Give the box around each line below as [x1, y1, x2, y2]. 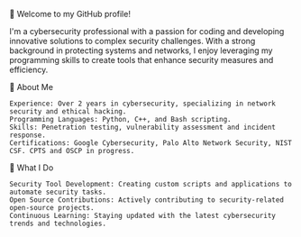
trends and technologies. [9, 219, 106, 228]
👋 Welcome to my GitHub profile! [9, 9, 131, 19]
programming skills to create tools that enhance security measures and [9, 55, 274, 65]
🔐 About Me [9, 82, 54, 92]
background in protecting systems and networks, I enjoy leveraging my [9, 45, 273, 56]
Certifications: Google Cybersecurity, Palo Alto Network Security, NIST [9, 139, 293, 148]
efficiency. [9, 64, 49, 75]
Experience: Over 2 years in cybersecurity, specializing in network [9, 99, 277, 108]
